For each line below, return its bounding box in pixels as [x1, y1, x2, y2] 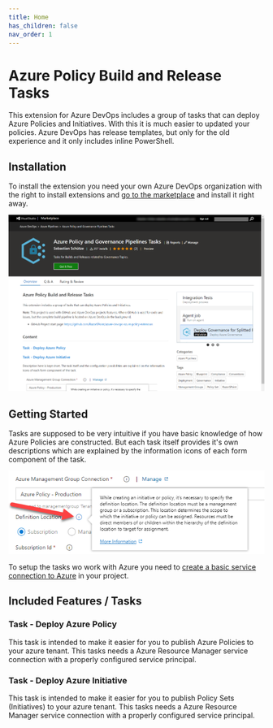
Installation [8, 159, 67, 174]
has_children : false [8, 21, 79, 30]
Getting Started [8, 407, 89, 421]
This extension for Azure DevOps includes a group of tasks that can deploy [8, 110, 260, 120]
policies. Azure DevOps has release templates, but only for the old [8, 128, 230, 137]
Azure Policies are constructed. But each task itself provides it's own [8, 437, 239, 447]
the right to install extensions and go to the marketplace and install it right [8, 190, 254, 200]
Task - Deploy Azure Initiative [8, 674, 128, 686]
